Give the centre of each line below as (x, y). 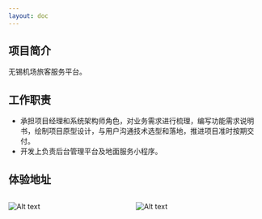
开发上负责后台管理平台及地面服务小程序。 (91, 152)
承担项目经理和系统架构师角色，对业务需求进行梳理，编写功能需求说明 (137, 121)
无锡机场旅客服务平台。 (47, 72)
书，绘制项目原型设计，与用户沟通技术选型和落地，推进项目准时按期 (133, 131)
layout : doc (28, 16)
